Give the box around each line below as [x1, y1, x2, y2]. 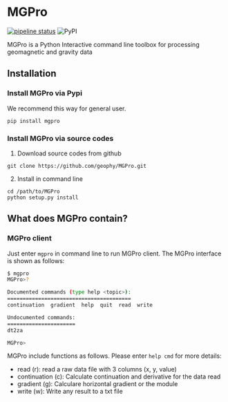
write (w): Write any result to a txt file [17, 387, 123, 396]
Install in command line [17, 174, 83, 183]
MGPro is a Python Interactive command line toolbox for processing [7, 40, 200, 48]
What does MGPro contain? [7, 213, 128, 224]
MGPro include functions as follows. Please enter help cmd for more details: [7, 352, 222, 360]
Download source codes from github [17, 149, 122, 157]
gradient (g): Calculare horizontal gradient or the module [17, 380, 178, 388]
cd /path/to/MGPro [7, 188, 60, 195]
